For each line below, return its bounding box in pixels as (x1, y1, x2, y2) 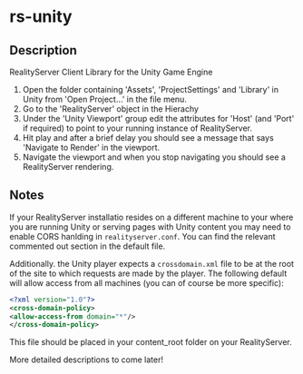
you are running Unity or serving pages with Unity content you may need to (9, 221, 291, 232)
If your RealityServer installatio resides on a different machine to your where (9, 212, 294, 222)
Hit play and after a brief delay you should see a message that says (22, 133, 274, 143)
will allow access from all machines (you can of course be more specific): (9, 277, 284, 288)
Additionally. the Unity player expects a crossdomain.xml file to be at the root (9, 258, 295, 269)
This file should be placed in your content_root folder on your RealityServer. (9, 337, 292, 348)
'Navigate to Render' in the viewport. (22, 143, 161, 153)
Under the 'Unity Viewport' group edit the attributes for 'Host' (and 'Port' (22, 113, 295, 123)
